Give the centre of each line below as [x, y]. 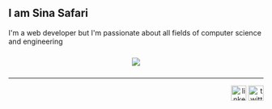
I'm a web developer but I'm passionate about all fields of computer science [135, 32]
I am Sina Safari [49, 13]
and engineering [36, 41]
